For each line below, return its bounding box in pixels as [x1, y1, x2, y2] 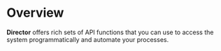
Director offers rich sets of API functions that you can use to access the [6, 28, 214, 36]
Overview [6, 5, 64, 21]
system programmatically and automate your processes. [6, 35, 169, 43]
